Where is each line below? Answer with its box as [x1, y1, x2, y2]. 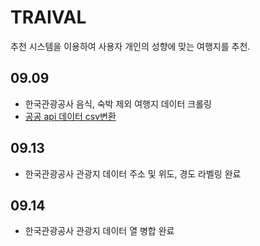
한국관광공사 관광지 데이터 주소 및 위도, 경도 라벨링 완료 [24, 167, 242, 180]
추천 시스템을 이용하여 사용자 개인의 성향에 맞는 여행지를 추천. [10, 40, 251, 52]
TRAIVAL [10, 6, 87, 29]
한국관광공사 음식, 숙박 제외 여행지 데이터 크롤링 [24, 97, 212, 110]
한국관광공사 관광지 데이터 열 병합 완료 [24, 225, 175, 237]
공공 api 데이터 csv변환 [24, 110, 117, 122]
